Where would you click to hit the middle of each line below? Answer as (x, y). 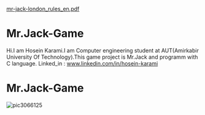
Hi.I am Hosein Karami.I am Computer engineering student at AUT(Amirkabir (103, 50)
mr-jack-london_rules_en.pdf (43, 9)
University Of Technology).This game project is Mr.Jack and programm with (102, 57)
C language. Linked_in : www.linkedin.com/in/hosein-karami (82, 63)
